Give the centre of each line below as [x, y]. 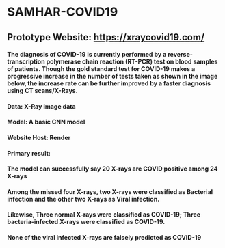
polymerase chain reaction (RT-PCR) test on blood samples [132, 61]
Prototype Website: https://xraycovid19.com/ [106, 37]
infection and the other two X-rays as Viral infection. [83, 199]
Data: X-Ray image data [42, 106]
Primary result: [29, 153]
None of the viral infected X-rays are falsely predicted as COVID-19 [104, 237]
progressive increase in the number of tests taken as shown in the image [112, 77]
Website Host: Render [39, 137]
